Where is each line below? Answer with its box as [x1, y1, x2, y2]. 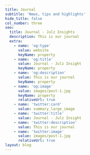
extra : [9, 39, 23, 44]
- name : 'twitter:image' [14, 129, 64, 134]
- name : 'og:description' [14, 70, 67, 75]
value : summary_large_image [18, 106, 75, 112]
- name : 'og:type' [14, 43, 51, 48]
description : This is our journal [9, 34, 79, 39]
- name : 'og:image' [14, 84, 54, 89]
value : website [18, 48, 49, 52]
